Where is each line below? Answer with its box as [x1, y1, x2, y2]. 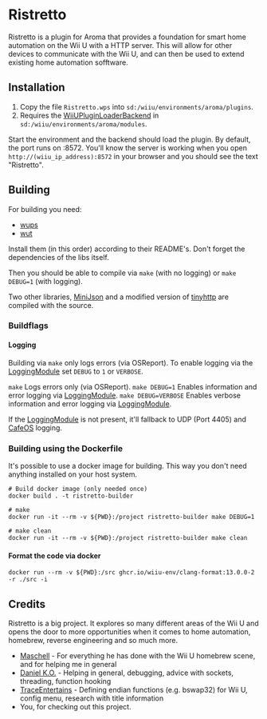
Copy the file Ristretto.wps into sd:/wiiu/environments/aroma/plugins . [19, 102, 253, 111]
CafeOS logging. [8, 422, 62, 433]
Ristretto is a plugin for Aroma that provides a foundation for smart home [8, 32, 247, 42]
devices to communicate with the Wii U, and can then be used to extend [8, 49, 245, 58]
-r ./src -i [8, 576, 48, 584]
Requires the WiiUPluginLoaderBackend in [19, 110, 159, 120]
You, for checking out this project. [19, 702, 132, 711]
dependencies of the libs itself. [8, 252, 109, 262]
